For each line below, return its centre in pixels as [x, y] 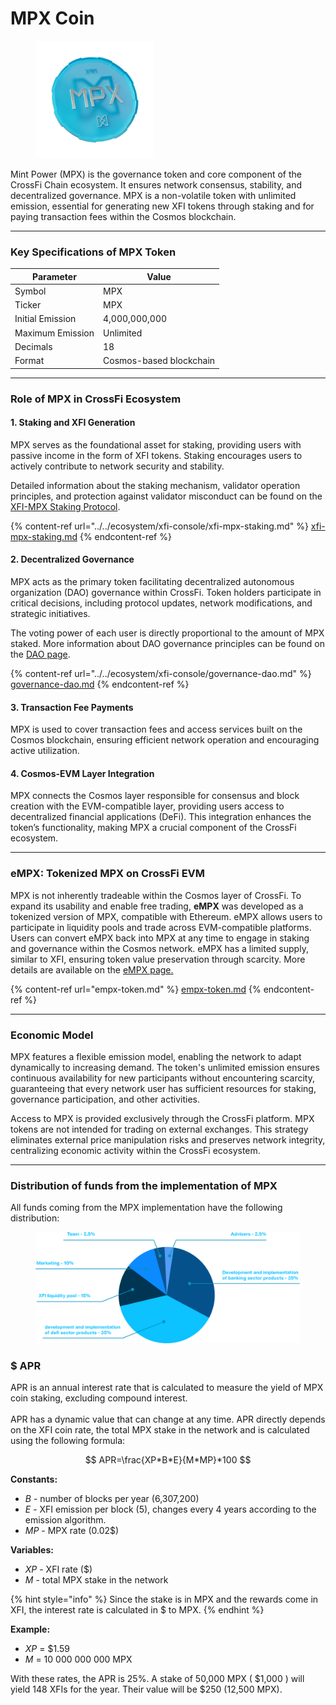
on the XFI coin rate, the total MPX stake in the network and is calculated [160, 1429]
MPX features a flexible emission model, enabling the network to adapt [156, 1057]
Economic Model [52, 1035]
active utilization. [45, 751]
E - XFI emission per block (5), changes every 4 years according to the [170, 1509]
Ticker [28, 305]
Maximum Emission [54, 333]
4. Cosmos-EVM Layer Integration [82, 773]
